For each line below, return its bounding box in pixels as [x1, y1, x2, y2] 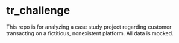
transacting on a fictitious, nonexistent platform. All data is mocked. [6, 29, 174, 36]
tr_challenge [6, 4, 71, 17]
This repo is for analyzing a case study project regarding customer [6, 23, 172, 30]
